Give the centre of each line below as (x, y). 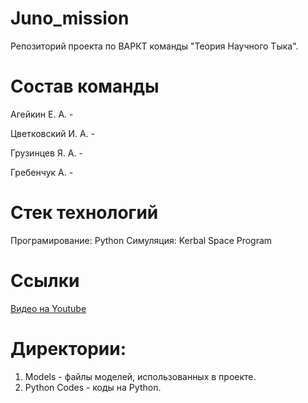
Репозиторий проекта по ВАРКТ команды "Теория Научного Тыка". (154, 46)
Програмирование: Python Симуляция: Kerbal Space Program (141, 240)
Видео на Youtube (48, 308)
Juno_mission (70, 18)
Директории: (68, 348)
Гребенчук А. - (42, 172)
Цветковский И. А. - (53, 133)
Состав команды (85, 86)
